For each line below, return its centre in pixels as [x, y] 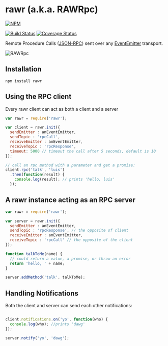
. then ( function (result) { [37, 175]
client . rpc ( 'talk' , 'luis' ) [35, 170]
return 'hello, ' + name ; [37, 263]
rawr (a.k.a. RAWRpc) [52, 9]
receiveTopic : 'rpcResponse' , [43, 146]
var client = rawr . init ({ [33, 128]
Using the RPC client [38, 97]
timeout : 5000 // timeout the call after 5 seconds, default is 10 [83, 151]
